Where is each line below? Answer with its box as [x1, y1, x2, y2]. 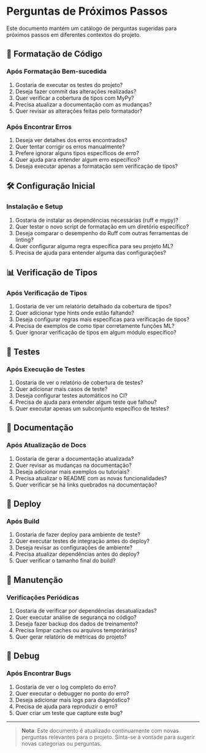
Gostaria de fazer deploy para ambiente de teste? [15, 531, 141, 539]
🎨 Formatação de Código [6, 49, 103, 59]
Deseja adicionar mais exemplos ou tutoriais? [15, 467, 130, 475]
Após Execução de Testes [6, 365, 85, 373]
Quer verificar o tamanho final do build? [15, 557, 116, 564]
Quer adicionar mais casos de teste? [15, 385, 108, 393]
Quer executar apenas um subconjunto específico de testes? [15, 404, 170, 412]
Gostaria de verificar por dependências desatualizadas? [15, 607, 157, 615]
